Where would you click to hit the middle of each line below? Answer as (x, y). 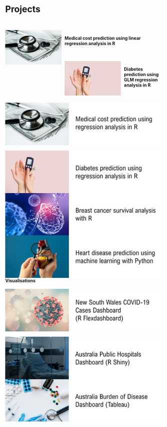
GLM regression (141, 80)
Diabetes (134, 69)
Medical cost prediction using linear (103, 38)
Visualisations (20, 280)
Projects (23, 9)
